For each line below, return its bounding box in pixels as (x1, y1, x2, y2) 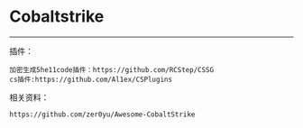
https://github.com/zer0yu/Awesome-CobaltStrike (9, 110, 196, 119)
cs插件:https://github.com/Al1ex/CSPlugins (9, 75, 173, 84)
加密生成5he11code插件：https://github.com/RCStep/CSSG (9, 65, 215, 74)
